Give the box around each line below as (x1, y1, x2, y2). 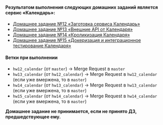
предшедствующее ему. (5, 114, 61, 120)
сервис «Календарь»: (5, 9, 55, 15)
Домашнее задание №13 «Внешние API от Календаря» (12, 26, 133, 33)
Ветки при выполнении (5, 54, 58, 60)
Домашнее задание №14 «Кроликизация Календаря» (12, 32, 130, 38)
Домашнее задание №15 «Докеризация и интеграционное (12, 37, 141, 44)
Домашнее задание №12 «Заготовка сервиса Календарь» (12, 21, 140, 27)
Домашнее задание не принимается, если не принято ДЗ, (5, 108, 137, 115)
